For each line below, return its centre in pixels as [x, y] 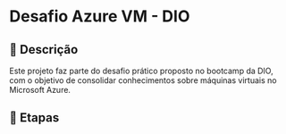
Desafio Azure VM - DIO [100, 17]
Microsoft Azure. [40, 90]
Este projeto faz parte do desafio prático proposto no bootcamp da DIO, [142, 71]
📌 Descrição [44, 50]
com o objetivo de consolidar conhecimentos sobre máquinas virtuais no [143, 80]
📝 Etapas [34, 118]
